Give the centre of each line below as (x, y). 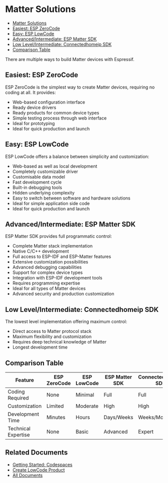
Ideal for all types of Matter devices (49, 288)
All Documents (27, 475)
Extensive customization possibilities (50, 262)
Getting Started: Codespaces (42, 464)
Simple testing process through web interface (59, 118)
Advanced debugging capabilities (47, 267)
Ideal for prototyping (33, 123)
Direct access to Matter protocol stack (52, 331)
